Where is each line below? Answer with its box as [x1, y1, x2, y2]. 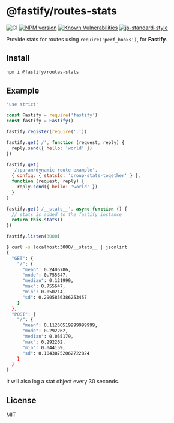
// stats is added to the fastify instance [11, 211, 122, 217]
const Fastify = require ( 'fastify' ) [6, 112, 98, 118]
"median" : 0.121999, [22, 278, 74, 284]
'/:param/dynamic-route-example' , [11, 167, 98, 173]
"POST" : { [11, 311, 36, 317]
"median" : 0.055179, [22, 334, 74, 340]
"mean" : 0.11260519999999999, [22, 322, 98, 328]
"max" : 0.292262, [22, 339, 66, 345]
